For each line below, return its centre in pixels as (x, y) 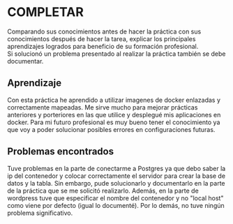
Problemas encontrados (60, 152)
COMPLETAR (45, 12)
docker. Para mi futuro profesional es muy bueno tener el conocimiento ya (114, 122)
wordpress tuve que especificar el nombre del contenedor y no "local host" (115, 198)
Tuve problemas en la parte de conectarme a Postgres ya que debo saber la (116, 168)
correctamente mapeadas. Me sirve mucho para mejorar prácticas (103, 107)
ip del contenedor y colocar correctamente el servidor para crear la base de (116, 176)
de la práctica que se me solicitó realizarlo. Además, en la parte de (103, 191)
